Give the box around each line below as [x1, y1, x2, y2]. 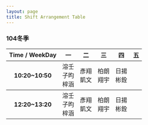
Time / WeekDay [9, 50, 57, 59]
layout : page [6, 8, 38, 15]
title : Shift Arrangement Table [6, 14, 85, 20]
